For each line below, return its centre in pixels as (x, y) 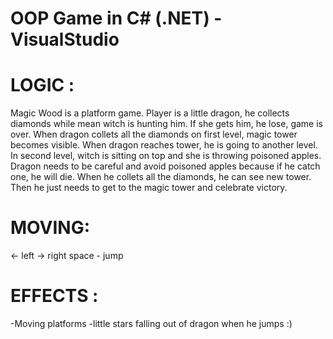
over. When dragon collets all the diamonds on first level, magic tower (154, 134)
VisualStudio (65, 39)
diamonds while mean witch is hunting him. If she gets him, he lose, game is (166, 124)
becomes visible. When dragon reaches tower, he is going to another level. (164, 145)
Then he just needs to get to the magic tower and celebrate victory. (149, 188)
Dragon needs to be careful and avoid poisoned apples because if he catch (165, 166)
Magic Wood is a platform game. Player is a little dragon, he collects (150, 113)
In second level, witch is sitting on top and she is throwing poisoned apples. (166, 156)
